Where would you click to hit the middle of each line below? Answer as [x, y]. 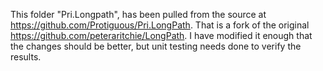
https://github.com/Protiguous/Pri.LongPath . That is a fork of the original [160, 25]
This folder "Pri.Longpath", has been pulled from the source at [138, 14]
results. [26, 57]
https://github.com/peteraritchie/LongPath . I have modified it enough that [161, 35]
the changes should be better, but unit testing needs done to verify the [156, 46]
